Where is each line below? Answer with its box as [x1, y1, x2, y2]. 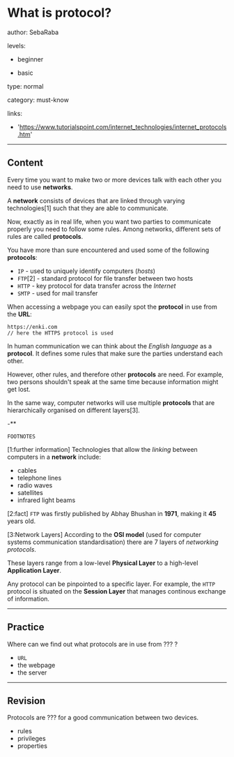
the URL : [7, 309, 33, 318]
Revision [7, 695, 46, 707]
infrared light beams [17, 496, 76, 504]
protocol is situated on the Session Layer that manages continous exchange [7, 587, 226, 595]
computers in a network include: [7, 453, 101, 461]
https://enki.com [7, 323, 58, 330]
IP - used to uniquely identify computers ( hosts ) [17, 267, 155, 275]
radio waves [17, 480, 53, 490]
